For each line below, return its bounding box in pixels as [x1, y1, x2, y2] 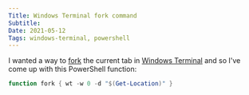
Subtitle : [8, 19, 41, 27]
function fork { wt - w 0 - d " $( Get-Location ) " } [8, 80, 173, 88]
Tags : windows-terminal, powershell [8, 34, 130, 42]
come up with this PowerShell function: [8, 65, 137, 74]
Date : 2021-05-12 [8, 26, 66, 34]
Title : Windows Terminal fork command [8, 11, 137, 20]
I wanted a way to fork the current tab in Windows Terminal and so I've [8, 56, 241, 65]
